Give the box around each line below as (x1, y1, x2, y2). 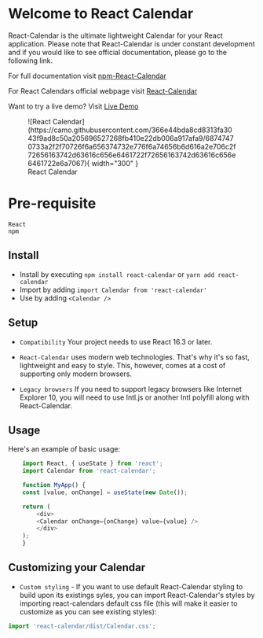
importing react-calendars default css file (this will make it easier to (19, 599, 238, 608)
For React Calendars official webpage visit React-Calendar (8, 86, 198, 95)
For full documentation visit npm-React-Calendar (8, 71, 166, 80)
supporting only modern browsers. (19, 369, 132, 378)
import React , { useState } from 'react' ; (22, 459, 163, 468)
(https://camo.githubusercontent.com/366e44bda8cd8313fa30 (27, 125, 233, 135)
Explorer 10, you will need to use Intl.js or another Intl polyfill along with (19, 393, 250, 402)
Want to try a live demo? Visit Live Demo (8, 101, 139, 111)
